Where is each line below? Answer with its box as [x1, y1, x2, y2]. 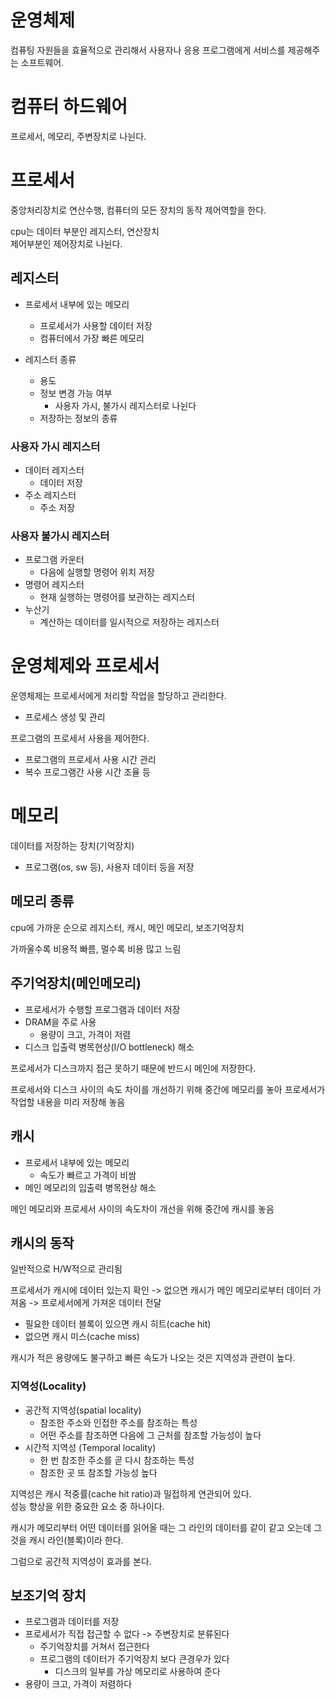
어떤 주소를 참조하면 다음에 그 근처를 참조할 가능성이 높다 [39, 1429, 262, 1441]
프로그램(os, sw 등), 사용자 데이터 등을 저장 [24, 861, 195, 873]
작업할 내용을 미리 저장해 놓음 [10, 1096, 126, 1108]
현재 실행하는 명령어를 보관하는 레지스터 [39, 591, 196, 603]
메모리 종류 [10, 893, 75, 910]
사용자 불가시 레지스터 [10, 529, 110, 543]
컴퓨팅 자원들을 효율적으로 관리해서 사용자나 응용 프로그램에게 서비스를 [10, 44, 286, 56]
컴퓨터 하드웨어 [10, 96, 128, 118]
